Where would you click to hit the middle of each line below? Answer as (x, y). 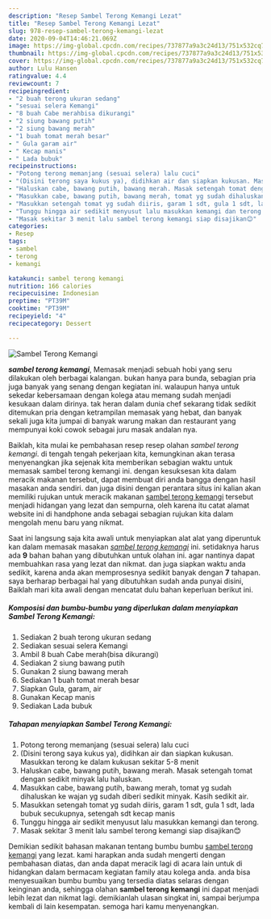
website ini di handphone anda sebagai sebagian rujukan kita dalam (121, 513)
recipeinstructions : (43, 167)
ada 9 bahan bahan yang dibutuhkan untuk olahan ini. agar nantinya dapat (132, 555)
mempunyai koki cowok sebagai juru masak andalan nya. (103, 429)
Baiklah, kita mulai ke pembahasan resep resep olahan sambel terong (124, 445)
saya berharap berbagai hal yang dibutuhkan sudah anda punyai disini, (126, 581)
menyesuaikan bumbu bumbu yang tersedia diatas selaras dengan (119, 880)
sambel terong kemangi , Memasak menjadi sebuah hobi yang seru (120, 369)
